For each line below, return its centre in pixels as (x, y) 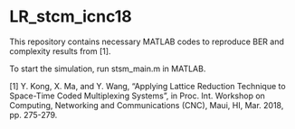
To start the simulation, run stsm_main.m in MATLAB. (108, 69)
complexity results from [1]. (60, 51)
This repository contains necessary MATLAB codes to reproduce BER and (147, 41)
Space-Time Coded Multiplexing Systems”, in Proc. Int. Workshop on (137, 96)
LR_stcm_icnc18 (71, 17)
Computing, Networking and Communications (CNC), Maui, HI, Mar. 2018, (147, 105)
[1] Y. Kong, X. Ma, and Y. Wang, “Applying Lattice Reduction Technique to (148, 86)
